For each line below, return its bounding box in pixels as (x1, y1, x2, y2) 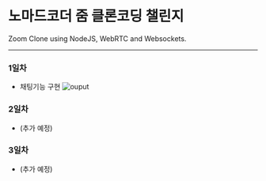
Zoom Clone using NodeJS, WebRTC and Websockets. (8, 33, 187, 43)
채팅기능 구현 (19, 82, 61, 92)
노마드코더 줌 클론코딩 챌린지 (8, 7, 184, 25)
